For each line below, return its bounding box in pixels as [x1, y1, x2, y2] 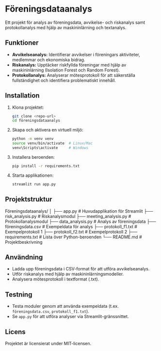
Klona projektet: [12, 104, 44, 110]
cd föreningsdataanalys [12, 118, 61, 123]
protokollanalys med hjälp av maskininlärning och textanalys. [5, 24, 127, 30]
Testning [5, 290, 32, 299]
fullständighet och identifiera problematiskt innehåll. [12, 77, 116, 83]
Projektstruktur [5, 195, 52, 203]
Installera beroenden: [12, 154, 55, 160]
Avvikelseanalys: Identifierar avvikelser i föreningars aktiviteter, [12, 51, 141, 57]
